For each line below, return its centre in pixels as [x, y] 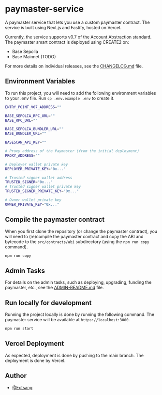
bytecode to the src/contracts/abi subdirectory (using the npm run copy [77, 242]
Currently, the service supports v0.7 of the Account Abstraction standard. [78, 37]
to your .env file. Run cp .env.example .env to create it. [60, 98]
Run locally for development [48, 303]
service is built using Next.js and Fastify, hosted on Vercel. [63, 27]
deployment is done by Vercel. [35, 361]
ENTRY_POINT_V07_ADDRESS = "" [33, 107]
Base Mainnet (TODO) [34, 56]
